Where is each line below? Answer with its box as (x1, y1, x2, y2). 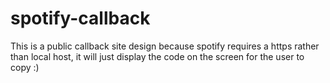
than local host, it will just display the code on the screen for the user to (10, 50, 305, 62)
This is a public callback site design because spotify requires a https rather (10, 40, 320, 52)
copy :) (10, 61, 40, 73)
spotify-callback (10, 7, 151, 30)
